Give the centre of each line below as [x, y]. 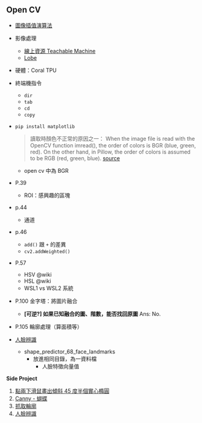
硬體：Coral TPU [36, 70]
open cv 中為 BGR [46, 170]
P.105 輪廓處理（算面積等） [49, 326]
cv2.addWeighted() [47, 251]
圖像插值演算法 [33, 25]
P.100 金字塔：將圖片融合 [46, 301]
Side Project [22, 378]
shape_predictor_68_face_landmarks [70, 351]
